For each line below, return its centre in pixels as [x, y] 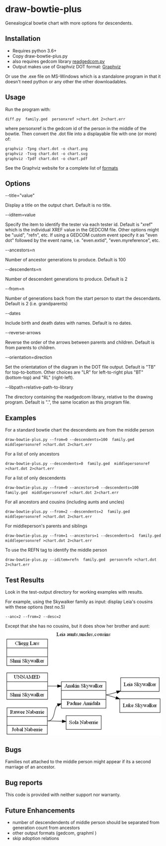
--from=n [15, 289]
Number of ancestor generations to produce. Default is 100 [65, 260]
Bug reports [24, 782]
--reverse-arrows [23, 333]
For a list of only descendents [36, 478]
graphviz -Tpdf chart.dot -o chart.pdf [46, 159]
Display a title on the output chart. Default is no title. [58, 205]
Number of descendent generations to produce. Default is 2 [66, 279]
